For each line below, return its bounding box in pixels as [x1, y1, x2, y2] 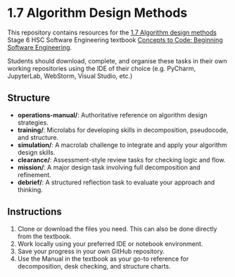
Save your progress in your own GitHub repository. [17, 247, 165, 255]
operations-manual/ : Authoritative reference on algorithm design [17, 110, 208, 119]
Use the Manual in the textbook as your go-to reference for [17, 255, 189, 263]
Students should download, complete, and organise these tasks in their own [7, 56, 227, 65]
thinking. [17, 185, 44, 194]
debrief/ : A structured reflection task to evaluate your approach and [17, 178, 215, 186]
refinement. [17, 170, 51, 179]
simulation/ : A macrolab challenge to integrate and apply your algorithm [17, 141, 227, 149]
